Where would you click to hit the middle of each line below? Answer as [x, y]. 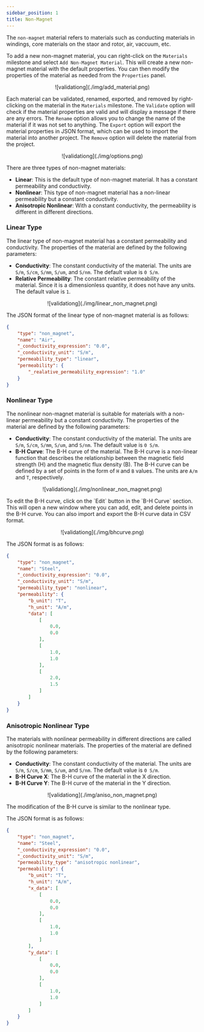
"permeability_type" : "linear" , [58, 359]
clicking [16, 105]
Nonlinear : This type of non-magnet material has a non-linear [93, 193]
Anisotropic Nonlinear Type [48, 726]
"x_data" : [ [44, 888]
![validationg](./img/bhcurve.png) [102, 532]
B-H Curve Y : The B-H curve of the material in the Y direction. [93, 783]
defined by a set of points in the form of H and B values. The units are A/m [106, 471]
